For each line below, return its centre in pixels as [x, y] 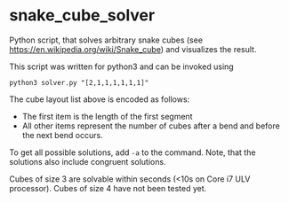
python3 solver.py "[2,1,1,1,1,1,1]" [79, 82]
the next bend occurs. [63, 135]
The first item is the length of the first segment [107, 116]
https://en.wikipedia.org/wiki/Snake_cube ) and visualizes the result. [133, 49]
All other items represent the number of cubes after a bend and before [151, 126]
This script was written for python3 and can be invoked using [121, 66]
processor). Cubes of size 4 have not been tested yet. [108, 188]
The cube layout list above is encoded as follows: [100, 99]
